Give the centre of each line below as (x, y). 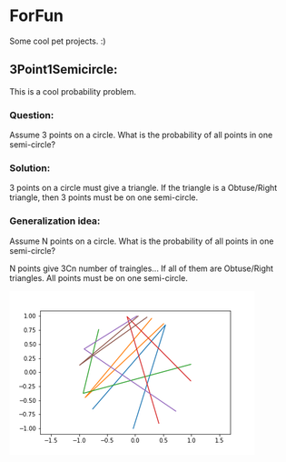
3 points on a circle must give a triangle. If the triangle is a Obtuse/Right (143, 188)
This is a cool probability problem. (73, 91)
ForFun (36, 16)
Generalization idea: (55, 221)
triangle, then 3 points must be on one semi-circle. (104, 197)
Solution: (30, 167)
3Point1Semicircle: (64, 70)
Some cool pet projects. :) (58, 41)
